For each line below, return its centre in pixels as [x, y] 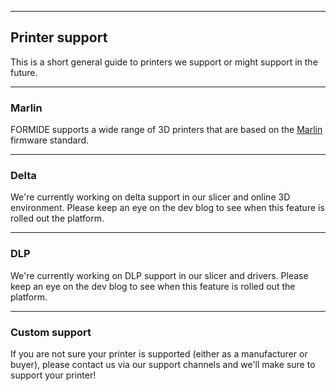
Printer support [59, 37]
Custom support [51, 332]
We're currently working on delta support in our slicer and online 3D [150, 197]
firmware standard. [50, 140]
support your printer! [53, 375]
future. [24, 72]
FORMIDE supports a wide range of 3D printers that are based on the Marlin [166, 130]
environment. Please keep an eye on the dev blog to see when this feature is [167, 208]
